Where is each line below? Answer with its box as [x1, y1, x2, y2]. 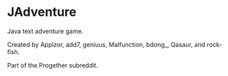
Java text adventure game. [7, 27, 84, 35]
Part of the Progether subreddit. [7, 61, 98, 69]
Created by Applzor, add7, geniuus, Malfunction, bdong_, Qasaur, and [7, 40, 206, 48]
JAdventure [7, 4, 77, 20]
